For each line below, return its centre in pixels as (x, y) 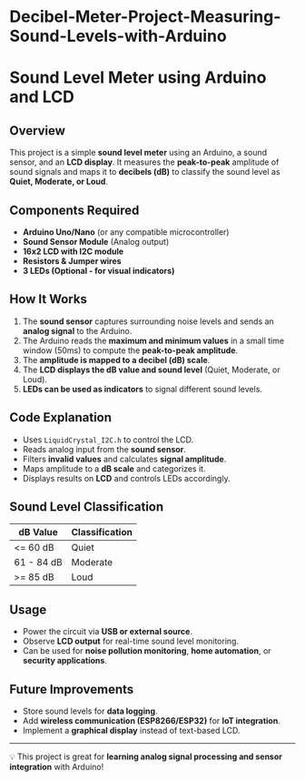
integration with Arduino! (57, 767)
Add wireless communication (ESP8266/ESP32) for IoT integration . (152, 721)
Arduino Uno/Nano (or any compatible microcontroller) (126, 232)
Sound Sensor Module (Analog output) (96, 242)
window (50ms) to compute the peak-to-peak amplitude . (130, 350)
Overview (38, 131)
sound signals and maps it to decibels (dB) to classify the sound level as (145, 172)
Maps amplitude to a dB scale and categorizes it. (114, 468)
